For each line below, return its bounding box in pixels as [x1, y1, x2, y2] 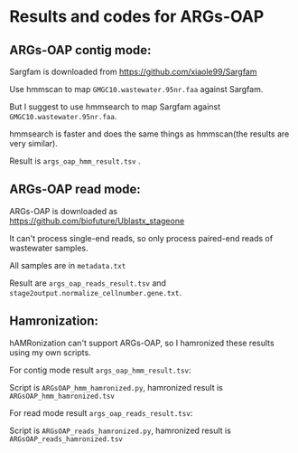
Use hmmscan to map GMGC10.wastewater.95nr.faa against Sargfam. [9, 84, 264, 94]
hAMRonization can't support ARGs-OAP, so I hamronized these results [9, 337, 275, 348]
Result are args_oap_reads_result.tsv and [9, 278, 167, 288]
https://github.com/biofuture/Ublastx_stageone [9, 215, 185, 226]
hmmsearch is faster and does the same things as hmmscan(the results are [9, 128, 290, 139]
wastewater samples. [9, 242, 88, 253]
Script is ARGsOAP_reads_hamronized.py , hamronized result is [9, 425, 232, 436]
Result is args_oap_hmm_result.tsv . [9, 156, 142, 166]
